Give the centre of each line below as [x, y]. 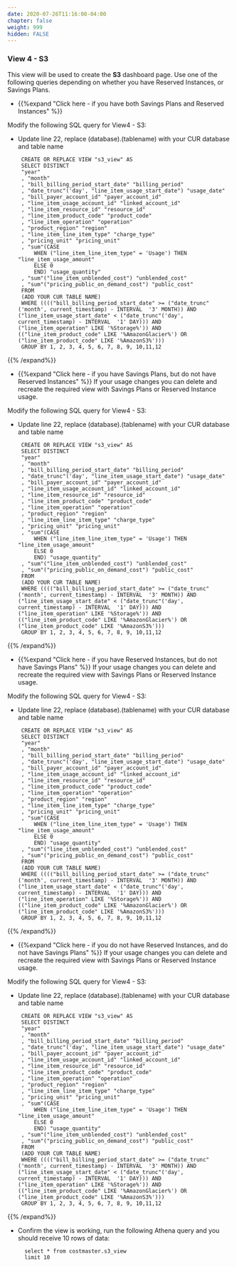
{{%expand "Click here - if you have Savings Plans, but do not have [117, 374]
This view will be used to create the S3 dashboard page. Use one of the [112, 74]
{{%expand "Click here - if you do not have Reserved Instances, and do [123, 945]
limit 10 [37, 1257]
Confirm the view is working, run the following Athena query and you [118, 1230]
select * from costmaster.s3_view [75, 1251]
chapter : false [30, 21]
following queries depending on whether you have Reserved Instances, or [116, 82]
